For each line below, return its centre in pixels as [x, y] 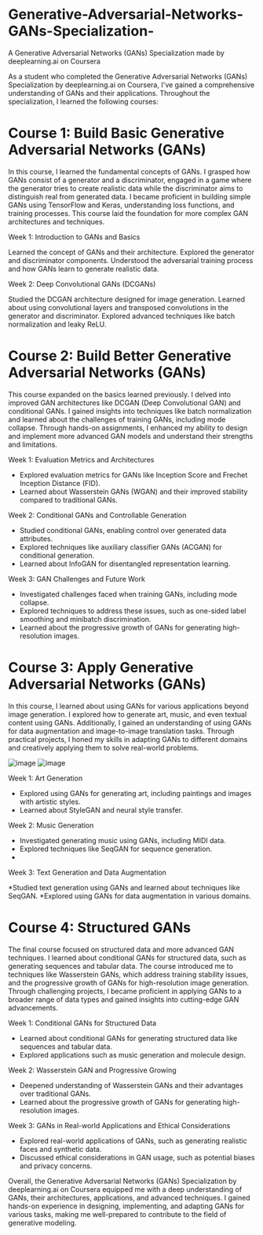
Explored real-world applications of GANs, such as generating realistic [133, 1141]
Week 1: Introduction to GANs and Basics [74, 236]
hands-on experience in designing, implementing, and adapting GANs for [126, 1206]
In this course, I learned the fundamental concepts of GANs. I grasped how [129, 171]
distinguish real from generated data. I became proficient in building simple [130, 196]
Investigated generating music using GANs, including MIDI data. [122, 840]
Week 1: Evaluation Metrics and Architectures [81, 459]
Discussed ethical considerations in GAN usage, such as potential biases [137, 1157]
